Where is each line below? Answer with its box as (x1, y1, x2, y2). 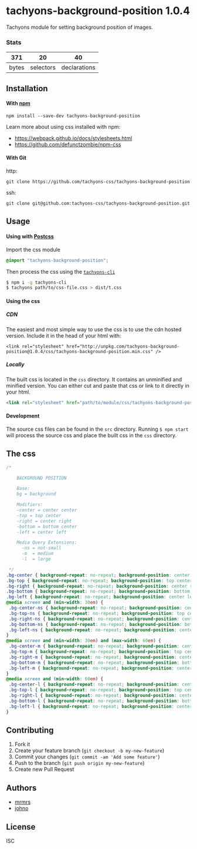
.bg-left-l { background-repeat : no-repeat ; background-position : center (8, 703, 193, 710)
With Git (6, 154, 26, 161)
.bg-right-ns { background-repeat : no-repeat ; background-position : (8, 616, 180, 622)
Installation (6, 84, 48, 94)
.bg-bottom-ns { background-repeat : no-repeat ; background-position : (8, 621, 182, 627)
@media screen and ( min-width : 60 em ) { (6, 676, 104, 682)
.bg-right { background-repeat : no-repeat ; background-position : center (6, 583, 188, 589)
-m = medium (21, 551, 54, 557)
